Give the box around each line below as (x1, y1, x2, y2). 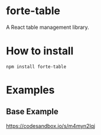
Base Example (6, 107, 59, 117)
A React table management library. (6, 24, 89, 31)
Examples (6, 84, 55, 97)
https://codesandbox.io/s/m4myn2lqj (6, 122, 95, 129)
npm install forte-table (6, 64, 67, 70)
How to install (6, 44, 74, 58)
